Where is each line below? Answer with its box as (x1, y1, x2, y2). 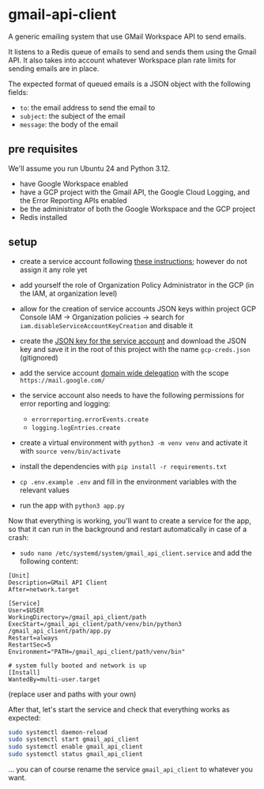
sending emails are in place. (8, 63, 100, 73)
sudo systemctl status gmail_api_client (8, 750, 144, 758)
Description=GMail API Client (8, 579, 108, 587)
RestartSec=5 (8, 640, 51, 649)
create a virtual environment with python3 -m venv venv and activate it (19, 437, 247, 447)
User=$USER (8, 606, 44, 614)
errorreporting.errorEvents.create (31, 415, 149, 424)
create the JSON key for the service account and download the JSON (19, 336, 247, 345)
